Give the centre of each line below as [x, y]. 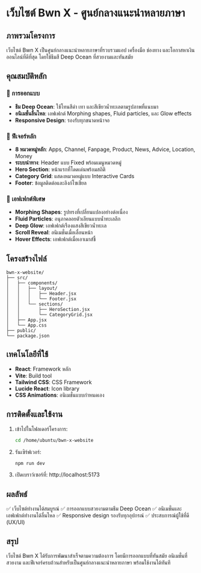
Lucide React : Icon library [47, 388]
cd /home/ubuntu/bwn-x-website [54, 440]
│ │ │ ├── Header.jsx [42, 294]
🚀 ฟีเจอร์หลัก [21, 136]
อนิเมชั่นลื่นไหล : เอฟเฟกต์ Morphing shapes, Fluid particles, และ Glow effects [103, 113]
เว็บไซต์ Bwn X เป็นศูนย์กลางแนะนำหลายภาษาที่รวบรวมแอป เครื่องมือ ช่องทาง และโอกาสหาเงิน [100, 50]
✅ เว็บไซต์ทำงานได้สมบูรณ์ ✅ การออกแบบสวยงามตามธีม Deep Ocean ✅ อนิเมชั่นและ [94, 509]
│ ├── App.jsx [26, 320]
